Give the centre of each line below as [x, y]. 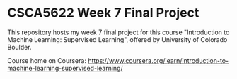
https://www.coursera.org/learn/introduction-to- [158, 60]
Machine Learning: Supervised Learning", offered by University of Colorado [117, 39]
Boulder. [19, 47]
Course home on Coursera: [47, 60]
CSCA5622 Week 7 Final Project [103, 13]
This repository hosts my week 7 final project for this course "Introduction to [118, 32]
